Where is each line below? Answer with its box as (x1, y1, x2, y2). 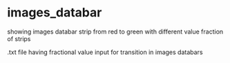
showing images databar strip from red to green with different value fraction (7, 27, 224, 36)
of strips (7, 34, 31, 42)
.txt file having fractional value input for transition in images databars (7, 48, 203, 56)
